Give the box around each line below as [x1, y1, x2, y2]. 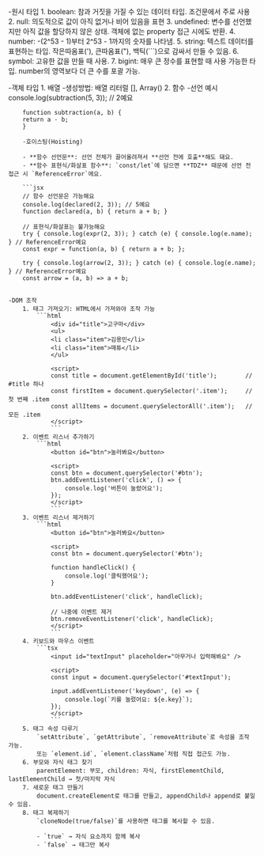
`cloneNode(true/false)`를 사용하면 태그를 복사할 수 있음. [36, 817, 216, 825]
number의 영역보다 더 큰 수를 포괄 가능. [18, 66, 141, 75]
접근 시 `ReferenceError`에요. [8, 170, 103, 178]
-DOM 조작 [8, 297, 37, 305]
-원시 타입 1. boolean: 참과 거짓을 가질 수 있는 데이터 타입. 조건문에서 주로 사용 [8, 7, 251, 16]
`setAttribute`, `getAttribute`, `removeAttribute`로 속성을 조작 [36, 733, 251, 741]
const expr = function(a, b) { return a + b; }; [22, 245, 186, 253]
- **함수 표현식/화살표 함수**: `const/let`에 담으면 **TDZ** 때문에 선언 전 [22, 161, 251, 169]
